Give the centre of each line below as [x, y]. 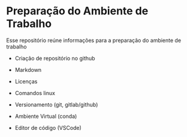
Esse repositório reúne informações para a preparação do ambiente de [94, 40]
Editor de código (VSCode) [48, 127]
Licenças [26, 81]
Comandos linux [35, 93]
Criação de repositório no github [55, 58]
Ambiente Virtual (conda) [46, 116]
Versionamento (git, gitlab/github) [56, 104]
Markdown [28, 69]
